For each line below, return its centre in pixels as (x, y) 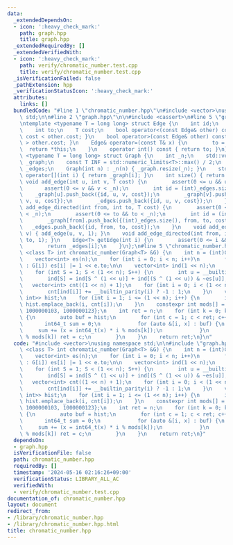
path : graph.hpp (43, 33)
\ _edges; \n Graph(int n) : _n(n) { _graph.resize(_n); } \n (113, 169)
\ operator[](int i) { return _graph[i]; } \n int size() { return (122, 175)
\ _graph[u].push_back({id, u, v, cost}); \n (89, 195)
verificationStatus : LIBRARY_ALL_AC (66, 479)
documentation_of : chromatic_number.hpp (67, 498)
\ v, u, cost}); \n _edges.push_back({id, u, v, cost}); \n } (124, 201)
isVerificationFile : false (52, 453)
